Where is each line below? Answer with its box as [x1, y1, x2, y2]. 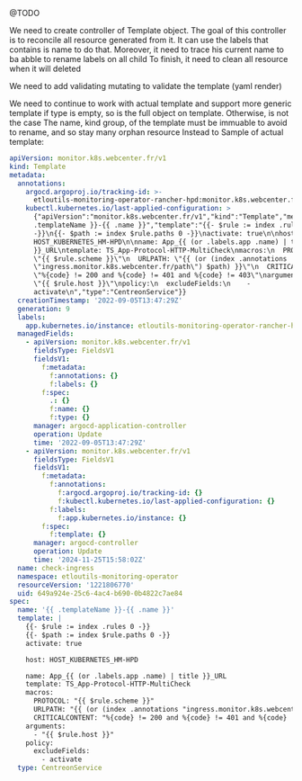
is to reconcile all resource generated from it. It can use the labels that [9, 35, 269, 45]
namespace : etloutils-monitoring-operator [17, 571, 179, 581]
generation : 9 [17, 304, 70, 313]
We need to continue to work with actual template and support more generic [9, 98, 292, 109]
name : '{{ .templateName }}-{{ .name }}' [17, 606, 175, 615]
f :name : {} [49, 405, 91, 414]
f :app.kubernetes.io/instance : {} [57, 513, 187, 523]
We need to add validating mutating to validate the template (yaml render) [9, 81, 282, 91]
